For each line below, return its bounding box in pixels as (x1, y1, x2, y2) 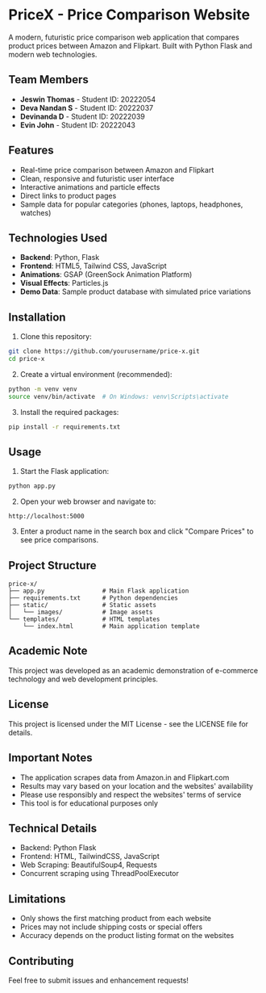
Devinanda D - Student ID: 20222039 (19, 111, 145, 121)
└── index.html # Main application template (23, 622, 200, 631)
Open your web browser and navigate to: (19, 497, 156, 506)
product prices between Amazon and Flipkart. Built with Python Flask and (8, 40, 252, 50)
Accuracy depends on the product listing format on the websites (19, 931, 235, 941)
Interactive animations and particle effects (19, 182, 160, 191)
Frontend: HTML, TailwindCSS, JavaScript (19, 852, 160, 861)
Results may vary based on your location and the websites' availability (19, 781, 254, 790)
